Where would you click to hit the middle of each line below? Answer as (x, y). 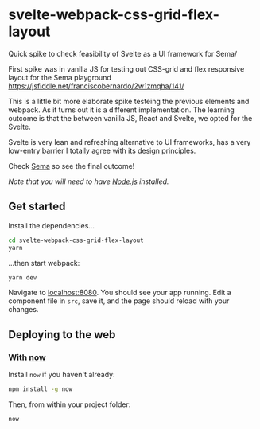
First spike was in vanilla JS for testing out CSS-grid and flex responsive (126, 68)
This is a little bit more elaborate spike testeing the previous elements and (129, 101)
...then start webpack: (44, 263)
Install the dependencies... (52, 225)
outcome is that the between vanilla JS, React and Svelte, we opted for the (130, 118)
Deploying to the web (62, 335)
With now (27, 357)
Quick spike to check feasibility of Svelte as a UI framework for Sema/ (123, 53)
